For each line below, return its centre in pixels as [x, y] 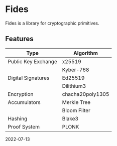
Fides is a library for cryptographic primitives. [52, 23]
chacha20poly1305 [86, 94]
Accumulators [24, 102]
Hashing [18, 118]
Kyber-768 [76, 70]
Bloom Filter [76, 110]
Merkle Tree [76, 102]
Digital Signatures [29, 78]
